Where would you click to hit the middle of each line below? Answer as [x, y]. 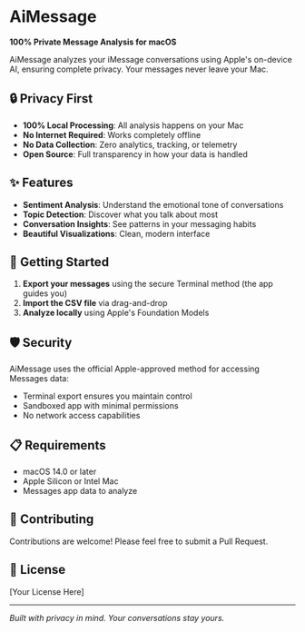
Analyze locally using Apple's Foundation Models [116, 313]
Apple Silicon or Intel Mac [70, 481]
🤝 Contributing [52, 519]
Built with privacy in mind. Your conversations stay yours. [117, 617]
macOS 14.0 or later [59, 471]
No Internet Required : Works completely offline [112, 134]
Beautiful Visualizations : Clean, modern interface [116, 233]
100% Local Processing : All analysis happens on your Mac [133, 125]
